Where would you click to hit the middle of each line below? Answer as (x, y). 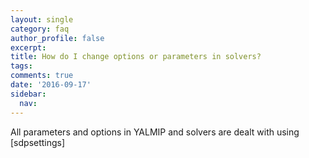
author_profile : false (57, 38)
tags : (21, 66)
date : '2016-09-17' (51, 85)
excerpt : (28, 47)
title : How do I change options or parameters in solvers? (136, 57)
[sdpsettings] (38, 142)
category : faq (40, 29)
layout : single (42, 19)
